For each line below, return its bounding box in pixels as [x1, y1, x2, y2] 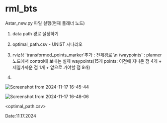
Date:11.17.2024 [5, 113, 36, 119]
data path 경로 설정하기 [12, 30, 59, 36]
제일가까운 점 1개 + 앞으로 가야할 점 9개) [12, 64, 90, 70]
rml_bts [5, 3, 37, 14]
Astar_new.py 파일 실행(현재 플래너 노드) [5, 20, 85, 26]
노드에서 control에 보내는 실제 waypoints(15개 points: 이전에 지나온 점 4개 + [12, 58, 162, 64]
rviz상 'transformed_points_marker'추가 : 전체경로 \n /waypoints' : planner [12, 52, 162, 58]
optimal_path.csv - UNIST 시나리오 [12, 41, 83, 47]
